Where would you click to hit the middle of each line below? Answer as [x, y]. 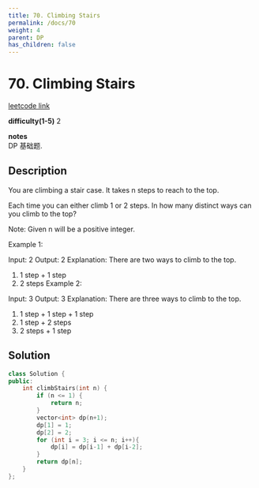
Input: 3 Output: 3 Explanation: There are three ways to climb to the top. [125, 298]
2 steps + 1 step [45, 330]
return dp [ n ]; [60, 462]
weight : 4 [24, 30]
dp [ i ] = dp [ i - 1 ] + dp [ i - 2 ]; [97, 447]
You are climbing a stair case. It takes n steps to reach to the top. [114, 190]
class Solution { [37, 374]
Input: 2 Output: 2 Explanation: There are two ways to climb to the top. [122, 259]
